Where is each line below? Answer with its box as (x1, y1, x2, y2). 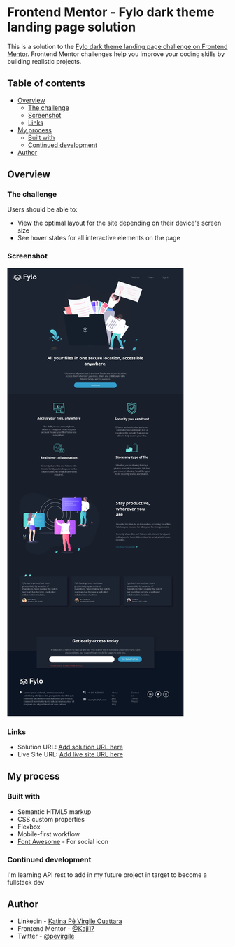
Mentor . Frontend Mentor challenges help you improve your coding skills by (7, 50, 225, 58)
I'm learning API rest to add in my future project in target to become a (7, 871, 208, 879)
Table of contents (7, 78, 85, 90)
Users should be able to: (7, 205, 78, 214)
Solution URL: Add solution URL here (17, 743, 124, 752)
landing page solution (7, 19, 136, 35)
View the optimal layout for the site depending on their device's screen (17, 219, 222, 228)
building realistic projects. (7, 57, 82, 65)
